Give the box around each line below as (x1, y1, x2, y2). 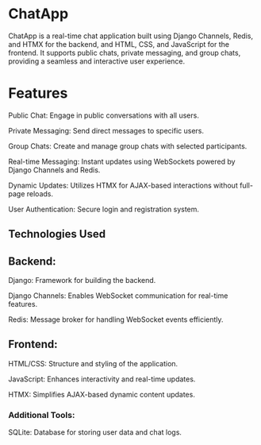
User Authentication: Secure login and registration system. (8, 204, 200, 214)
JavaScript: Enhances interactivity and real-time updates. (8, 374, 196, 384)
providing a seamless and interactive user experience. (8, 56, 186, 66)
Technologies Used (8, 227, 106, 241)
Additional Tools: (8, 409, 75, 420)
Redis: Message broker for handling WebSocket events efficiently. (8, 315, 224, 324)
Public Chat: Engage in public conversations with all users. (8, 110, 200, 120)
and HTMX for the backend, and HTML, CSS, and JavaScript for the (8, 39, 230, 48)
